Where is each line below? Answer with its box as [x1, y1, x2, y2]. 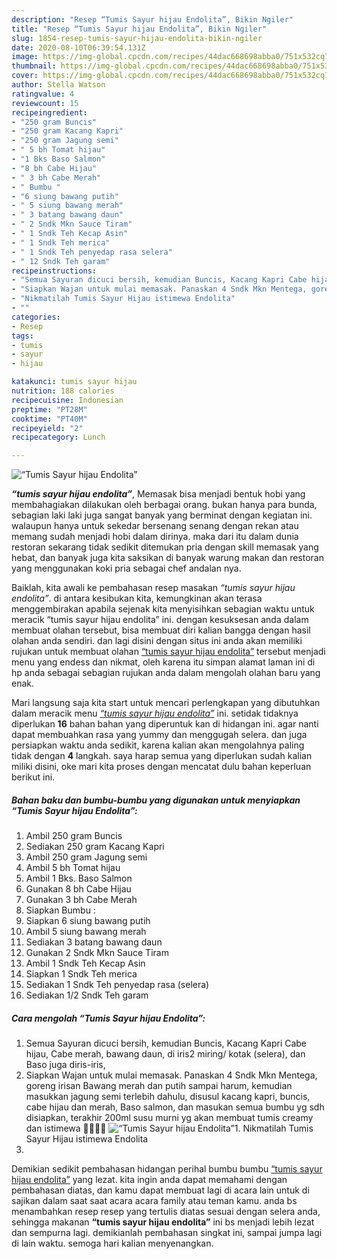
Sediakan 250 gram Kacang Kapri [25, 841, 165, 853]
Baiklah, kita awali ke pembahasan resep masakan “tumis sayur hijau [11, 582, 296, 594]
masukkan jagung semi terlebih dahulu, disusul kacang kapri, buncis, [25, 1091, 311, 1103]
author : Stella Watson [11, 80, 106, 90]
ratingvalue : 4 [11, 89, 75, 99]
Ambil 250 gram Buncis [25, 830, 123, 842]
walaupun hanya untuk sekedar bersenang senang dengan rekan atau [11, 520, 299, 532]
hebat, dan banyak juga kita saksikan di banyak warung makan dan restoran [11, 552, 325, 564]
